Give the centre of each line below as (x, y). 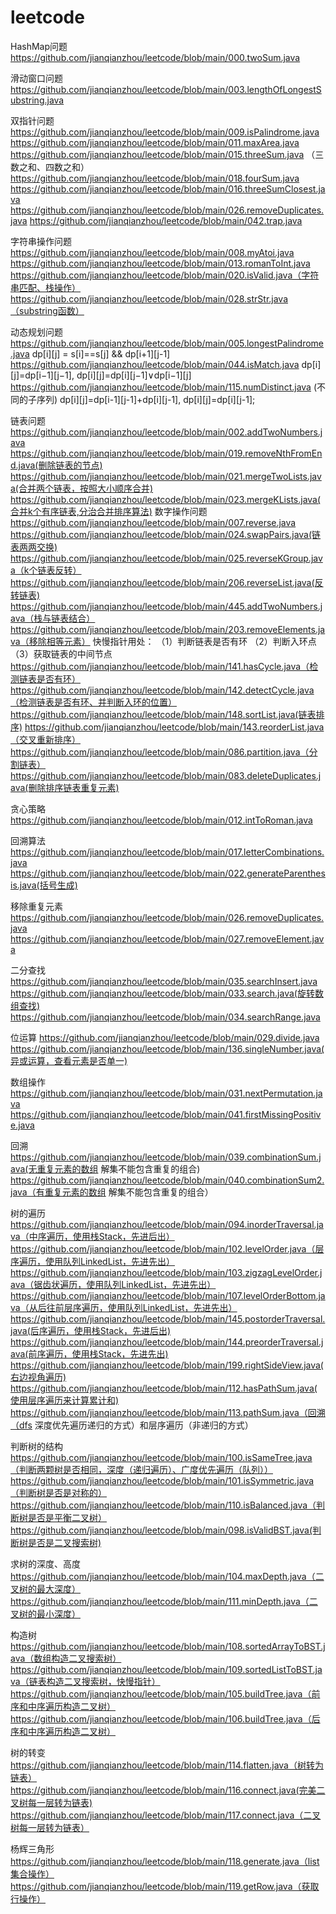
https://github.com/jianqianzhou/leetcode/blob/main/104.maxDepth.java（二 (167, 1576)
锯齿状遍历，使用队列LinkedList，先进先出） (125, 1284)
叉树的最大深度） (45, 1588)
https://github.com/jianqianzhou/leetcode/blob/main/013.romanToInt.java (160, 263)
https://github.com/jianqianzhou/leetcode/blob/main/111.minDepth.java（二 (164, 1601)
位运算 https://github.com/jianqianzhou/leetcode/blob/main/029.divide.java (165, 1037)
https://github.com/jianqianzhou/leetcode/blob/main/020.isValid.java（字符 (165, 275)
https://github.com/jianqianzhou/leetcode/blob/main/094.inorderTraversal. (163, 1224)
